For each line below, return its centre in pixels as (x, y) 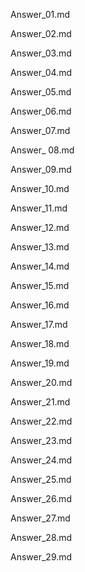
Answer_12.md (40, 227)
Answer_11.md (39, 208)
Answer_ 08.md (42, 150)
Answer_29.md (41, 557)
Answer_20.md (41, 382)
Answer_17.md (39, 324)
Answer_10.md (40, 188)
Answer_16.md (40, 305)
